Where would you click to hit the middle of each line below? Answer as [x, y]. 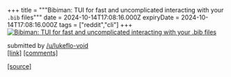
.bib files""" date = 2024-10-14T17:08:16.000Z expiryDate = [93, 17]
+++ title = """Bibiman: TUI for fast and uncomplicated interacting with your [115, 10]
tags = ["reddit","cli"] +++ [96, 25]
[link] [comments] [33, 53]
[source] [19, 66]
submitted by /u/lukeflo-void [48, 45]
